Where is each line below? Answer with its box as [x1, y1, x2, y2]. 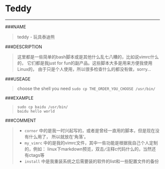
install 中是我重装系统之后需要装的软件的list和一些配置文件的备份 [24, 158, 159, 164]
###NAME [5, 24, 26, 29]
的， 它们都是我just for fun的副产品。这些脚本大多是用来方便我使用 [17, 60, 153, 66]
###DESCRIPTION [5, 44, 43, 50]
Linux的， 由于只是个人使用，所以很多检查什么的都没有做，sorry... [17, 66, 151, 72]
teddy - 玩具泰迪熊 [17, 34, 55, 40]
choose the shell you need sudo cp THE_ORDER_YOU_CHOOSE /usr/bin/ [17, 85, 156, 91]
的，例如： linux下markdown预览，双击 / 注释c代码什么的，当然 [24, 146, 152, 152]
